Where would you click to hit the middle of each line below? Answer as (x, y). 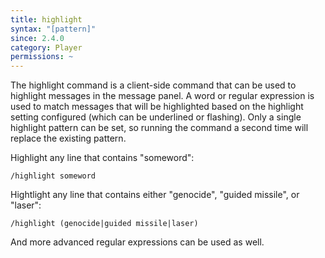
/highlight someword (53, 176)
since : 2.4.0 (37, 38)
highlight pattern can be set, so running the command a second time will (159, 128)
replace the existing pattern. (68, 138)
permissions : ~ (42, 57)
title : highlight (46, 19)
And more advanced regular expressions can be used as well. (137, 242)
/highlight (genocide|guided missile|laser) (104, 224)
